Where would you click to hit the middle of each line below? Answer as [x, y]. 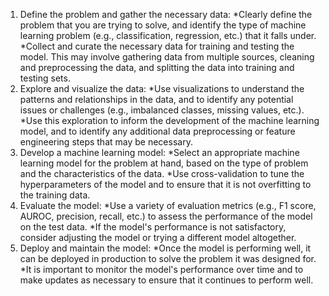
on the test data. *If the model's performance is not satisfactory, [153, 227]
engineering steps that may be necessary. [106, 142]
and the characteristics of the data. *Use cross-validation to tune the [162, 173]
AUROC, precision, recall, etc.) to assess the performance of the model [166, 216]
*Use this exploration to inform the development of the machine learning [169, 120]
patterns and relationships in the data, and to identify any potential [156, 99]
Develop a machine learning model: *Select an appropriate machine [159, 152]
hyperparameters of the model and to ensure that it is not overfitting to [165, 184]
